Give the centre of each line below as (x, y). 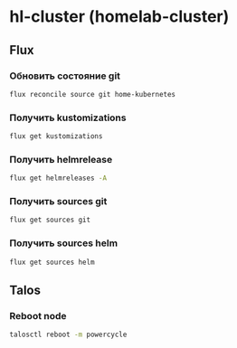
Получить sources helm (64, 243)
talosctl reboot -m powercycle (68, 335)
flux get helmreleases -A (58, 178)
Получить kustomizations (68, 118)
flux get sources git (50, 220)
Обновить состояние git (65, 76)
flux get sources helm (52, 262)
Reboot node (38, 315)
